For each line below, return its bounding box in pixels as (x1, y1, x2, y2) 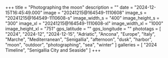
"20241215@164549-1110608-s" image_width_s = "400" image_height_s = (5, 15, 160, 21)
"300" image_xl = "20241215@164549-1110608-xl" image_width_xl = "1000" (5, 20, 163, 26)
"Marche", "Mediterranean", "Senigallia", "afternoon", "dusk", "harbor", (5, 36, 153, 42)
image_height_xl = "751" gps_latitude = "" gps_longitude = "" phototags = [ (5, 26, 161, 32)
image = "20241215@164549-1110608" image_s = (43, 10, 147, 16)
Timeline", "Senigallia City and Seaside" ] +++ (5, 47, 101, 53)
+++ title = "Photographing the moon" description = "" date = (5, 5, 133, 10)
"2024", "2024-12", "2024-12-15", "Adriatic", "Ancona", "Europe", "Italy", (5, 31, 156, 37)
